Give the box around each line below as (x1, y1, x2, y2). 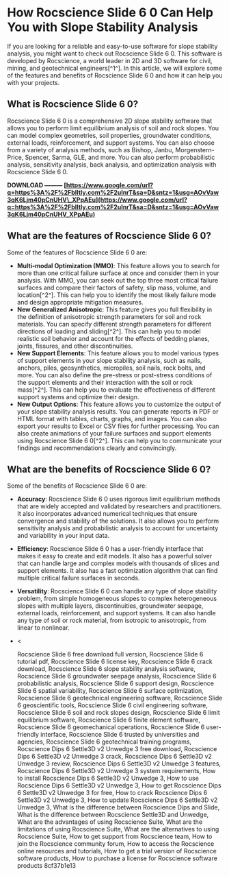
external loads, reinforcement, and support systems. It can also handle (16, 609, 217, 617)
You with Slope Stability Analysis (7, 19, 198, 35)
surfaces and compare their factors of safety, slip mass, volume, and (16, 283, 211, 292)
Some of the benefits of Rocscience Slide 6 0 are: (7, 482, 147, 490)
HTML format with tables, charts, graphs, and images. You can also (16, 414, 207, 423)
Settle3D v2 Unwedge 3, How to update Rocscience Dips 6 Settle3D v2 (16, 796, 218, 804)
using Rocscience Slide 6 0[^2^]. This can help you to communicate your (16, 436, 222, 445)
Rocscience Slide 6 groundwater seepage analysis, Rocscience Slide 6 (16, 672, 217, 680)
